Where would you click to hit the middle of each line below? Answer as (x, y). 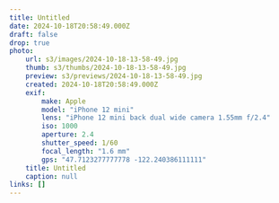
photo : (22, 51)
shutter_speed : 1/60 (80, 143)
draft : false (34, 34)
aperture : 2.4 (68, 135)
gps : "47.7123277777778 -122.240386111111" (124, 159)
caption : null (52, 176)
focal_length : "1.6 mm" (86, 151)
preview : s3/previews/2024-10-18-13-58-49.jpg (114, 76)
